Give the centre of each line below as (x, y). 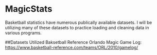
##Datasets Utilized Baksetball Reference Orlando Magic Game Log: (73, 42)
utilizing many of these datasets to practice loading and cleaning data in (77, 27)
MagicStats (29, 9)
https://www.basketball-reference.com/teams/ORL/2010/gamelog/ (72, 47)
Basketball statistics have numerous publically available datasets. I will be (78, 22)
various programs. (23, 33)
